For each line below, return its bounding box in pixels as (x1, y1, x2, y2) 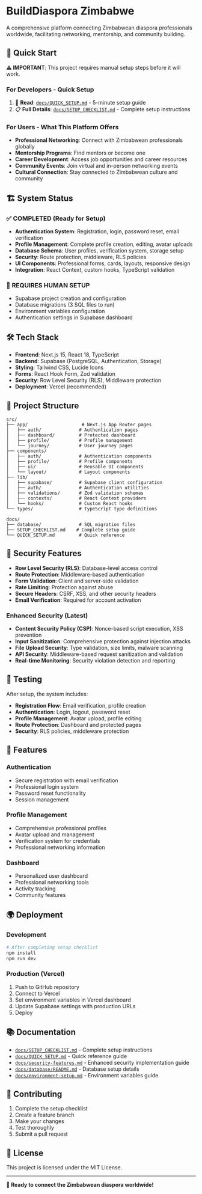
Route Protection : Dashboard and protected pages (14, 721, 141, 728)
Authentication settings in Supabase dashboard (14, 314, 133, 321)
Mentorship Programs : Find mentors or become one (14, 149, 146, 157)
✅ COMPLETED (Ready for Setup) (6, 214, 106, 222)
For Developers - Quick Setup (6, 85, 94, 94)
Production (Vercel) (6, 970, 65, 978)
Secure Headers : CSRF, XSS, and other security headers (14, 590, 156, 597)
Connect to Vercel (14, 990, 60, 997)
